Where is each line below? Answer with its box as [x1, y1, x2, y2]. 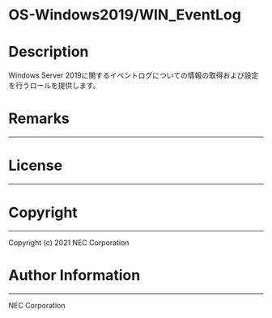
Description [8, 43, 89, 61]
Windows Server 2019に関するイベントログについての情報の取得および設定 [8, 70, 259, 80]
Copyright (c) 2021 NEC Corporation [8, 237, 130, 248]
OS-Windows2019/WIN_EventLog [8, 6, 241, 24]
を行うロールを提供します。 [8, 81, 100, 91]
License [8, 156, 63, 175]
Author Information [8, 266, 141, 285]
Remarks [8, 109, 70, 128]
